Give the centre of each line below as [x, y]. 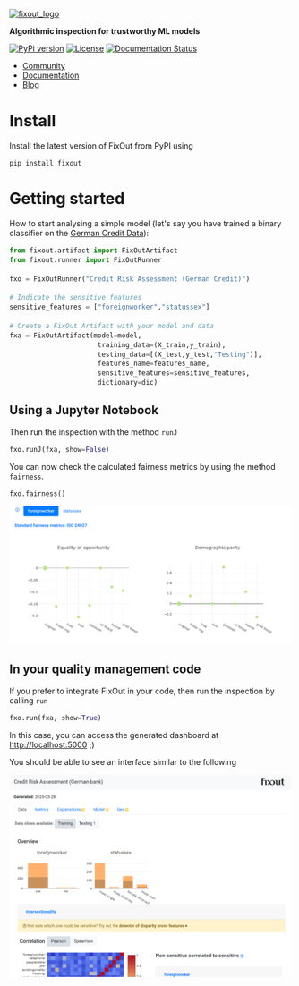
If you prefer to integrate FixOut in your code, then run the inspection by [142, 691]
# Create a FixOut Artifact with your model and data [112, 326]
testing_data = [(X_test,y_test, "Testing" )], [179, 354]
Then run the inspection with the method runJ [94, 432]
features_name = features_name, [154, 364]
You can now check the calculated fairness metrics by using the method [142, 466]
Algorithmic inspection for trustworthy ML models [105, 31]
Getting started [67, 199]
